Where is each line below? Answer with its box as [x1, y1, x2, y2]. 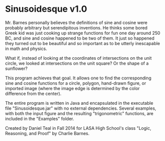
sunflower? [5, 65, 28, 71]
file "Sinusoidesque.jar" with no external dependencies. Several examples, [5, 105, 157, 111]
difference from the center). [5, 91, 62, 96]
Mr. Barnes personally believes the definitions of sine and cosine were [5, 20, 148, 25]
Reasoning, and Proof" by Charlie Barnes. [5, 130, 90, 136]
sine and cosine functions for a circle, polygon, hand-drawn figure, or [5, 80, 146, 86]
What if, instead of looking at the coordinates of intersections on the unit [5, 55, 152, 61]
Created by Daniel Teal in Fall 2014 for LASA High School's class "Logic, [5, 125, 152, 131]
